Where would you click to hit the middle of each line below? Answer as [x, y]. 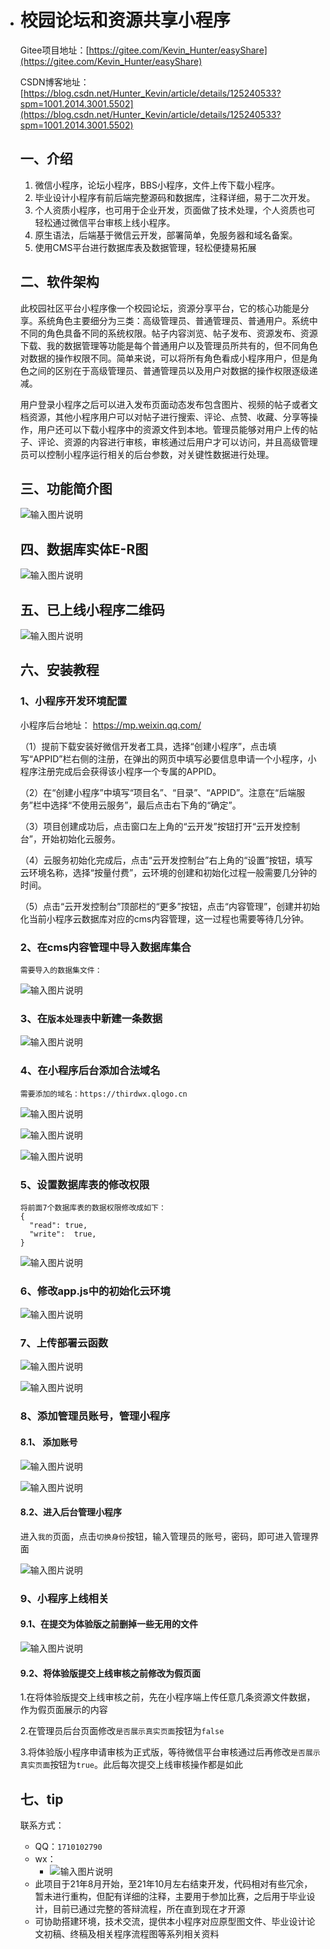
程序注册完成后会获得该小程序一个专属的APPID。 [120, 771]
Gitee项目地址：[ [54, 50]
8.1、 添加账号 [48, 1442]
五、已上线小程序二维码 [92, 609]
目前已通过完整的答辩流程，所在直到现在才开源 [149, 1908]
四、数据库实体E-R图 [84, 549]
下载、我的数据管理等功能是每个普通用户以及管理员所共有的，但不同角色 [168, 345]
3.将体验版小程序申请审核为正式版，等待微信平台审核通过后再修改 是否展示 [170, 1752]
